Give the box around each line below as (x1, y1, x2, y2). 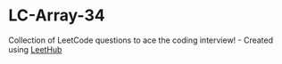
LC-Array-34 (8, 5, 105, 26)
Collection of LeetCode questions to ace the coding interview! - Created (8, 35, 274, 45)
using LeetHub (8, 44, 62, 54)
